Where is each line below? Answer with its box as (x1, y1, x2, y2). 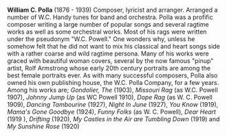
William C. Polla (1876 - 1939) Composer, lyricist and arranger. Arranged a (7, 6, 218, 14)
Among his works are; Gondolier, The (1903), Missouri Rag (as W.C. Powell (7, 86, 218, 94)
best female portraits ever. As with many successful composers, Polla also (7, 71, 218, 79)
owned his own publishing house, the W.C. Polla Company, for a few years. (7, 79, 219, 86)
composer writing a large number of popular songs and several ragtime (7, 21, 209, 28)
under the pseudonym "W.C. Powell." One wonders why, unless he (7, 35, 195, 43)
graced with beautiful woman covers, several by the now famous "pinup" (7, 57, 214, 64)
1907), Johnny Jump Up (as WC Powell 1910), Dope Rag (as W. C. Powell (7, 93, 213, 101)
